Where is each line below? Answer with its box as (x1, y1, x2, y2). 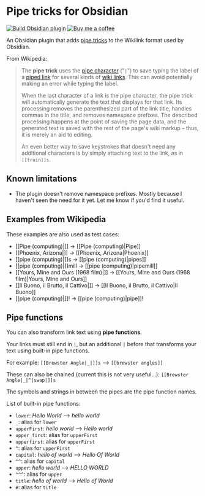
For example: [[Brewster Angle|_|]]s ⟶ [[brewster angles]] (6, 359, 163, 366)
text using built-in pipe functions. (6, 347, 90, 354)
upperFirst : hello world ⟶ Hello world (15, 425, 113, 432)
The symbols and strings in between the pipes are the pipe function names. (6, 388, 197, 395)
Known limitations (6, 174, 77, 184)
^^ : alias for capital (15, 457, 65, 465)
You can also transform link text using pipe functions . (6, 328, 143, 336)
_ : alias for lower (15, 419, 57, 426)
